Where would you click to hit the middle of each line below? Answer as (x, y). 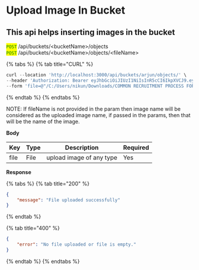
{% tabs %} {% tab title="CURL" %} (50, 64)
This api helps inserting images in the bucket (91, 32)
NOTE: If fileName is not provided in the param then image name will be (93, 109)
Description (82, 147)
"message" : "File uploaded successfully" (68, 200)
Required (136, 147)
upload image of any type (82, 157)
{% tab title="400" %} (33, 228)
